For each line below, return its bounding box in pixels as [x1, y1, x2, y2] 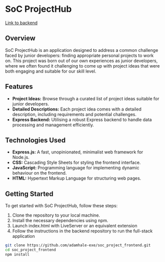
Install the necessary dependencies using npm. [12, 218, 108, 224]
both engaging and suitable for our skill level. [5, 68, 97, 74]
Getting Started [5, 189, 54, 198]
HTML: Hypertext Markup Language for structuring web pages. [12, 175, 141, 181]
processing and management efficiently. [12, 122, 95, 128]
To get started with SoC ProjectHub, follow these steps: [5, 203, 118, 209]
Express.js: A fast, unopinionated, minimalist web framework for [12, 149, 143, 155]
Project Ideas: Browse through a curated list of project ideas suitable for [12, 95, 160, 102]
